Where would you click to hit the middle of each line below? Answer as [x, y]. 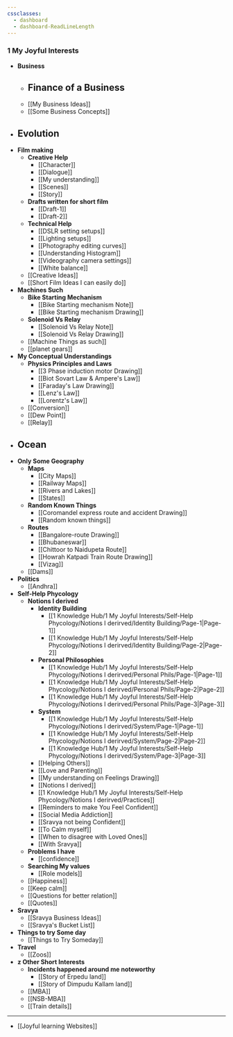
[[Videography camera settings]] [85, 261]
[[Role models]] [60, 873]
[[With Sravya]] [60, 844]
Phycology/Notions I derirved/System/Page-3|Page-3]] [127, 756]
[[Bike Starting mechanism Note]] [86, 305]
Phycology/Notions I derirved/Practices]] [96, 800]
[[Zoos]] [40, 955]
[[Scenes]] [53, 187]
